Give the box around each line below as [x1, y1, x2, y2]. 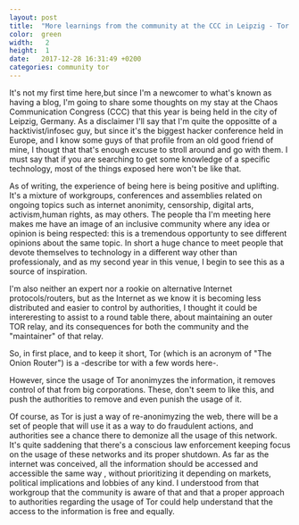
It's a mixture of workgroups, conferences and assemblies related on [9, 189, 262, 201]
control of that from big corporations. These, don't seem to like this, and [9, 384, 275, 395]
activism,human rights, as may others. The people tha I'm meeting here [9, 209, 271, 220]
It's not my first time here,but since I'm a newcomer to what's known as [9, 87, 272, 98]
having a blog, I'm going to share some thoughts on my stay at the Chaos [9, 96, 278, 107]
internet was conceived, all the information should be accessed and [9, 458, 259, 469]
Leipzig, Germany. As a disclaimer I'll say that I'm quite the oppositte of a [9, 115, 278, 126]
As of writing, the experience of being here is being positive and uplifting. [9, 180, 279, 191]
